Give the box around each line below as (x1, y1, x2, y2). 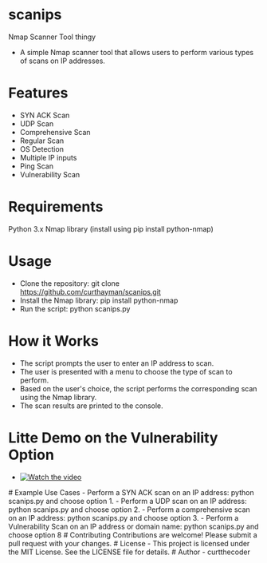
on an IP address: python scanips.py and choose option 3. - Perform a (8, 513, 239, 522)
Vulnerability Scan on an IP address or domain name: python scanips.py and (8, 521, 259, 531)
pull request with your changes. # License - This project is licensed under (8, 538, 250, 548)
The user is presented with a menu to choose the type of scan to (19, 367, 233, 376)
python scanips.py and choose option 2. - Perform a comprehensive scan (8, 505, 251, 514)
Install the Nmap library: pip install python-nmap (19, 295, 179, 305)
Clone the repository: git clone (19, 278, 120, 288)
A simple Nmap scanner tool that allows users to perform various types (19, 47, 253, 57)
